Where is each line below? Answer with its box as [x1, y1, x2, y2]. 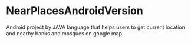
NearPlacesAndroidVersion [6, 4, 143, 18]
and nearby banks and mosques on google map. [6, 29, 124, 37]
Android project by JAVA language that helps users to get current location [6, 24, 186, 31]
